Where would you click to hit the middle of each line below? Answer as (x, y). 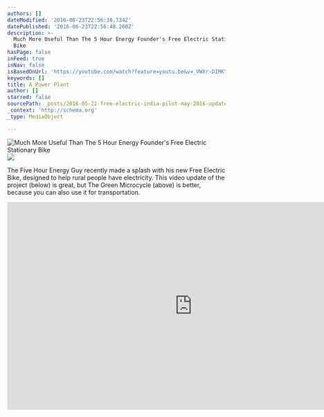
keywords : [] (26, 78)
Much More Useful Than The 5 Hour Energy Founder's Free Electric (111, 39)
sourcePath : (24, 104)
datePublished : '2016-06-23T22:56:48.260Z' (71, 26)
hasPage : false (29, 53)
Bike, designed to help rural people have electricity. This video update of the (116, 177)
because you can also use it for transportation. (74, 192)
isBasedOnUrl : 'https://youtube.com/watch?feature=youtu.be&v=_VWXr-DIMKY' (119, 71)
